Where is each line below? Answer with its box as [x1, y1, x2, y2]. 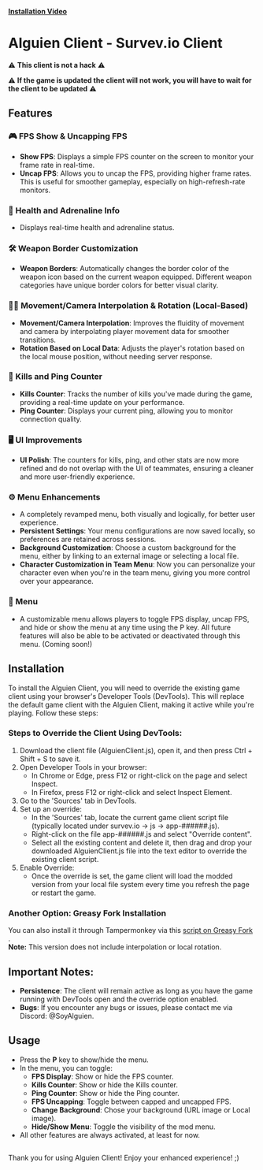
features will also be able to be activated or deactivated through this [19, 630, 241, 641]
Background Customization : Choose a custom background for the [19, 543, 236, 552]
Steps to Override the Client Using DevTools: [8, 728, 183, 739]
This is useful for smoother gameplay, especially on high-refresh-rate [19, 176, 246, 186]
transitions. [19, 335, 57, 344]
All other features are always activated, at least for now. [19, 1130, 201, 1139]
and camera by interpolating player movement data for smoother [19, 326, 230, 336]
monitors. [19, 185, 51, 195]
